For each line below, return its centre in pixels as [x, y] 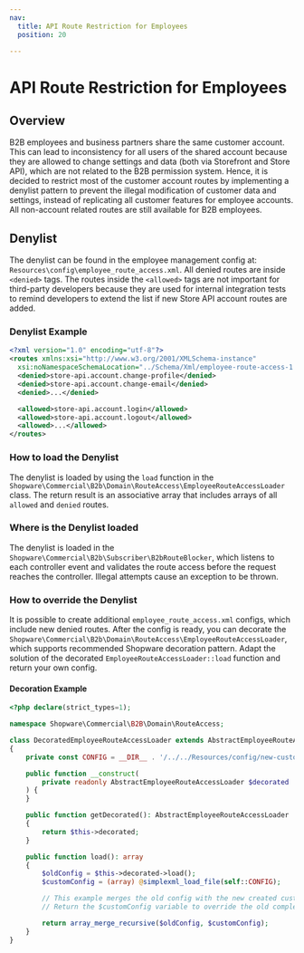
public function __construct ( [83, 774]
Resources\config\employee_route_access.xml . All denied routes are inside [147, 270]
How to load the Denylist [64, 457]
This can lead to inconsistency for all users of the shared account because [148, 152]
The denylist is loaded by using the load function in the [112, 477]
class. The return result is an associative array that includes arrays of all [143, 495]
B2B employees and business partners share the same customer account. [147, 142]
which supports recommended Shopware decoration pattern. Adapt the [142, 649]
